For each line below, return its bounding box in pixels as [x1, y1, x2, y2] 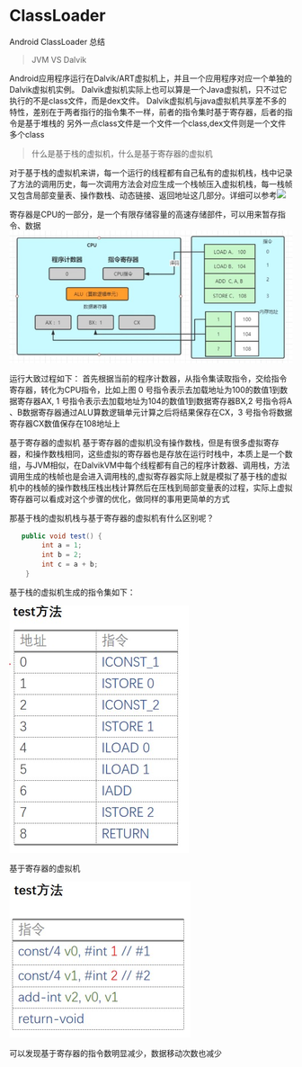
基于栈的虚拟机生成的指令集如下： [9, 587, 136, 597]
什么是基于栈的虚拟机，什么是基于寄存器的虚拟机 [31, 148, 213, 158]
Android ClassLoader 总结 [9, 36, 106, 47]
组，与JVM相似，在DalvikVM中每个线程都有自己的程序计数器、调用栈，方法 [9, 460, 290, 471]
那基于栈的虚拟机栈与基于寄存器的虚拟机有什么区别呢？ [9, 512, 214, 523]
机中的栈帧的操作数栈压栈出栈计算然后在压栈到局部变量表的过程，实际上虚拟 [9, 482, 293, 493]
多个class [9, 129, 45, 139]
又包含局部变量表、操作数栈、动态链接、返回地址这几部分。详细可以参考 [9, 190, 277, 201]
